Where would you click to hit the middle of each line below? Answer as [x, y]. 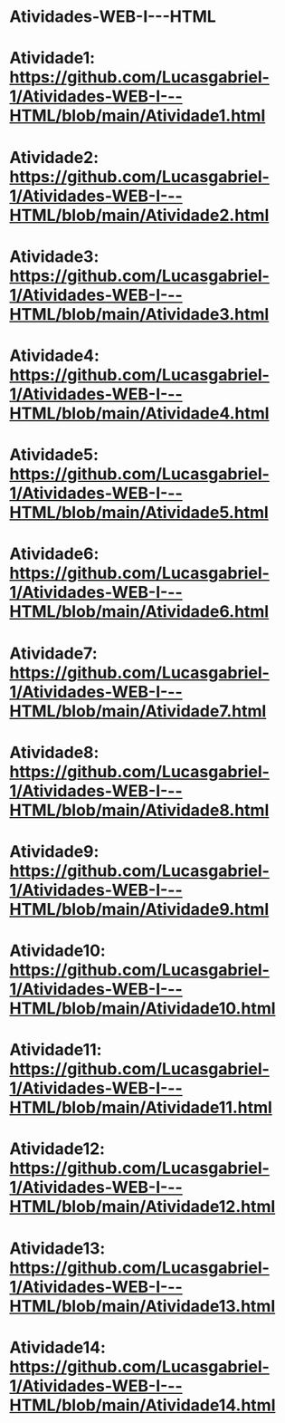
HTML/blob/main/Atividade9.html [139, 909]
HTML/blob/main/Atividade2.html [139, 215]
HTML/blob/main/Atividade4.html [139, 413]
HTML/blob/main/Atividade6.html [139, 612]
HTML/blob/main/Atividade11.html [141, 1108]
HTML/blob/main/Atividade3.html [139, 314]
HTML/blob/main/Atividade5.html [139, 513]
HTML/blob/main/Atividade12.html [142, 1207]
